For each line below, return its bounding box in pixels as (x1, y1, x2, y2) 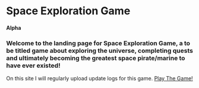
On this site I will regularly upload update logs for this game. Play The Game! (6, 75, 193, 82)
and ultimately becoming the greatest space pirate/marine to (6, 54, 185, 62)
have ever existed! (6, 61, 61, 70)
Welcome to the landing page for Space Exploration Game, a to (6, 39, 191, 47)
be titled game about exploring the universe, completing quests (6, 46, 193, 55)
